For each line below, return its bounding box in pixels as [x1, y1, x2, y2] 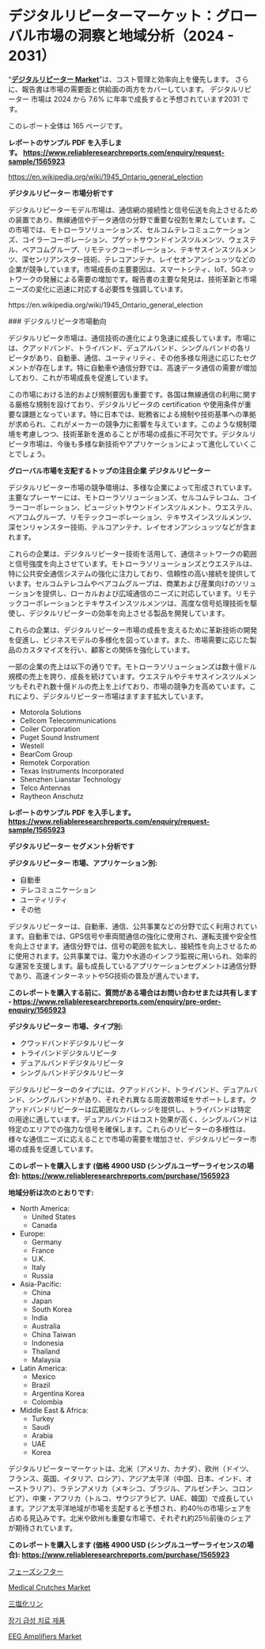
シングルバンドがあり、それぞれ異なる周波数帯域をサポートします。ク [28, 1094, 257, 1104]
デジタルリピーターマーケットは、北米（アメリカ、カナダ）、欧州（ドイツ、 [8, 1464, 253, 1473]
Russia [31, 1271, 54, 1280]
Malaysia [31, 1355, 61, 1364]
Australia [31, 1321, 61, 1331]
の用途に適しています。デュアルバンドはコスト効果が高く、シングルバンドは [8, 1114, 258, 1124]
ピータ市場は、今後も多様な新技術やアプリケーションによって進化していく [8, 439, 251, 448]
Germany [31, 1237, 62, 1247]
